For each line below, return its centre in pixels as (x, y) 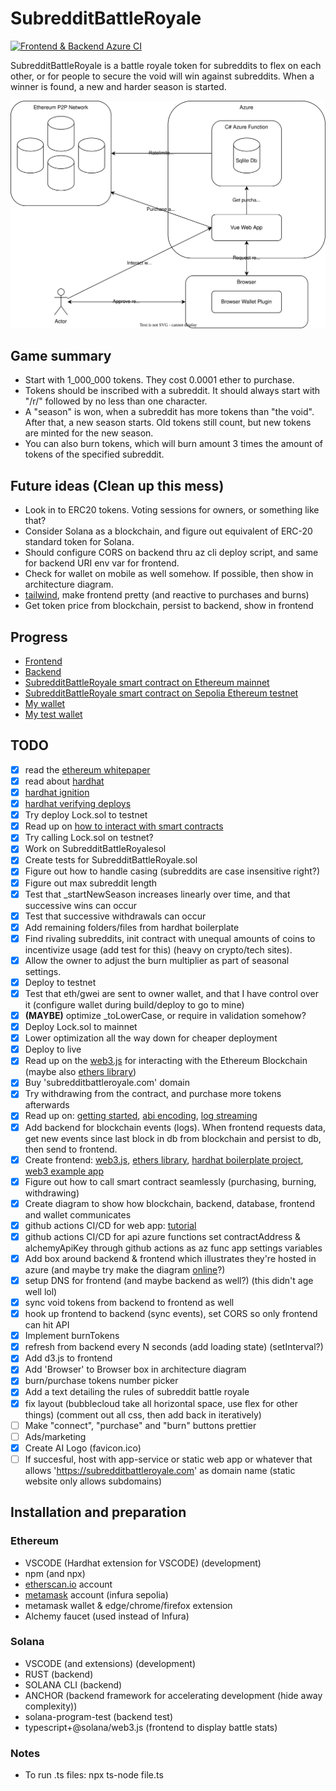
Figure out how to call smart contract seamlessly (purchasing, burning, (170, 1181)
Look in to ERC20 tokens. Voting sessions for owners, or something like (172, 510)
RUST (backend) (59, 1674)
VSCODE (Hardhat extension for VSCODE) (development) (143, 1563)
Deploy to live (53, 1049)
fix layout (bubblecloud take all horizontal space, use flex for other (161, 1403)
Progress (39, 637)
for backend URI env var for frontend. (102, 563)
